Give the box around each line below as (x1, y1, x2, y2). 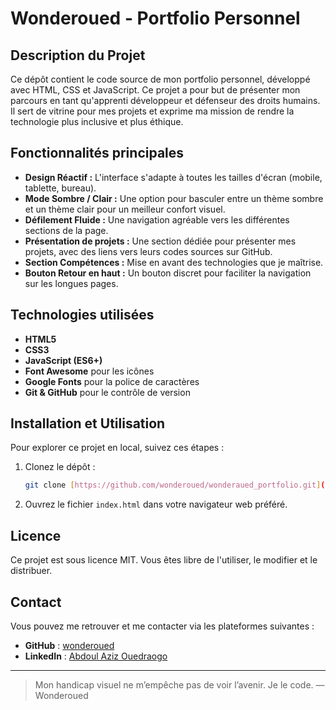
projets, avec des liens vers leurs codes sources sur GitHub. (24, 245, 273, 257)
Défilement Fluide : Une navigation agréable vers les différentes (24, 213, 290, 226)
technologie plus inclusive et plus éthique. (10, 116, 184, 127)
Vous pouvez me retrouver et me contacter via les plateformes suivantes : (10, 620, 315, 632)
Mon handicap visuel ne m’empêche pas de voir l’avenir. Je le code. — (34, 678, 325, 691)
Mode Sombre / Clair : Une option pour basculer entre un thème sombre (24, 192, 324, 204)
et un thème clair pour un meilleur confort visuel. (24, 203, 226, 215)
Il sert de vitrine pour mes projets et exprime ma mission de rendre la (10, 105, 295, 117)
